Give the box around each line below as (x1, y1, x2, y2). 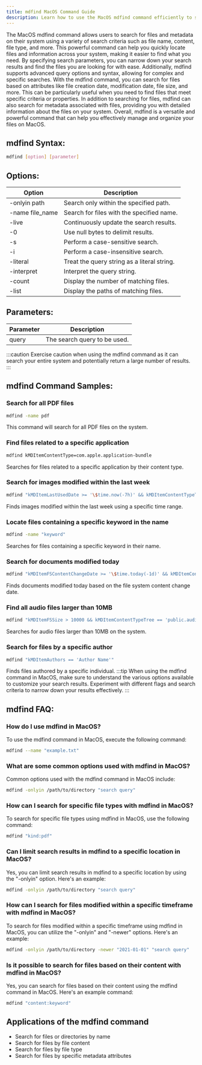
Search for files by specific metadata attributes (14, 1052, 132, 1059)
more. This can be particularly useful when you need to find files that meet (6, 89, 191, 96)
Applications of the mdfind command (6, 1017, 149, 1027)
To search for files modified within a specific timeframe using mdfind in (6, 922, 183, 929)
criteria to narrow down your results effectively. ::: (6, 687, 130, 694)
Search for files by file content (14, 1039, 90, 1046)
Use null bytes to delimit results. (64, 228, 155, 236)
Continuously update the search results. (64, 218, 177, 226)
